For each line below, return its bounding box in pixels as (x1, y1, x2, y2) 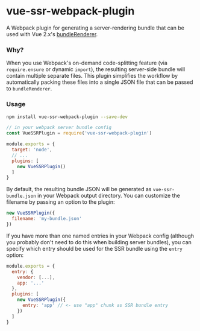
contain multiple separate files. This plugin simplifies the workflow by (6, 72, 178, 80)
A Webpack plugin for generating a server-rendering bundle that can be (6, 24, 185, 31)
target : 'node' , (11, 147, 52, 153)
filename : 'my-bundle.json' (11, 216, 83, 222)
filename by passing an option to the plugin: (6, 198, 116, 206)
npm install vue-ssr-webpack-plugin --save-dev (6, 113, 128, 120)
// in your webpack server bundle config (6, 125, 112, 131)
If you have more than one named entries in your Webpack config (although (6, 232, 195, 239)
